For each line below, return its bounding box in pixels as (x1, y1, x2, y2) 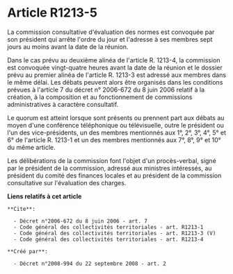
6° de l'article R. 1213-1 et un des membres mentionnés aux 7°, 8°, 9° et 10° (7, 135, 221, 144)
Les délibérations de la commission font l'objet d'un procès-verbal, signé (7, 156, 217, 164)
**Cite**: (7, 205, 36, 212)
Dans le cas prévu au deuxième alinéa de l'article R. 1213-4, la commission (7, 55, 220, 64)
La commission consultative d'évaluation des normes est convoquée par (7, 28, 215, 36)
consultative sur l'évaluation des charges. (7, 178, 127, 187)
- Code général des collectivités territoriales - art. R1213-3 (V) (13, 230, 216, 237)
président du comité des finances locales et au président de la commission (7, 171, 222, 180)
